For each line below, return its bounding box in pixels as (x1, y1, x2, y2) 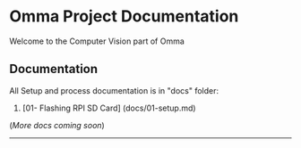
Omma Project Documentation (9, 6, 239, 27)
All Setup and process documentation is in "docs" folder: (9, 85, 219, 95)
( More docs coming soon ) (9, 119, 105, 130)
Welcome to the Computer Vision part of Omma (9, 36, 185, 46)
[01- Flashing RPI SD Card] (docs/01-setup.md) (21, 103, 196, 113)
